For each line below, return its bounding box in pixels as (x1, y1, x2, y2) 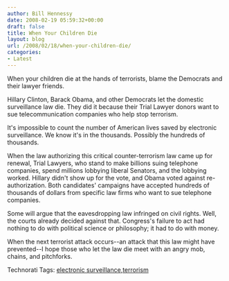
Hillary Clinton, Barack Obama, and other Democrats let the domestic (7, 95, 204, 103)
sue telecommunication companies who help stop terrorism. (7, 110, 178, 118)
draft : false (7, 23, 45, 30)
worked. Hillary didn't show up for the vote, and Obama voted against (7, 173, 205, 182)
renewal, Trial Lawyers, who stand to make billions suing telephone (7, 159, 199, 167)
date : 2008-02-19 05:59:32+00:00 (7, 17, 104, 24)
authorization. (7, 181, 47, 189)
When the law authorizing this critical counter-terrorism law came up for (7, 151, 213, 160)
